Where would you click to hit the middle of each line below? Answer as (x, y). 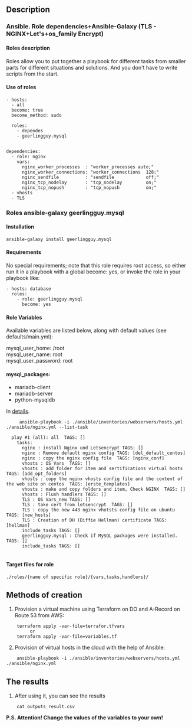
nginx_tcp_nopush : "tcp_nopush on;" (89, 188)
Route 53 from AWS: (39, 615)
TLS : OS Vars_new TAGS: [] (56, 500)
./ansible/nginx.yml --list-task (47, 428)
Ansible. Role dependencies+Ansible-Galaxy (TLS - (81, 27)
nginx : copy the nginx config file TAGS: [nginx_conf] (93, 458)
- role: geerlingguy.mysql (50, 299)
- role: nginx (29, 157)
